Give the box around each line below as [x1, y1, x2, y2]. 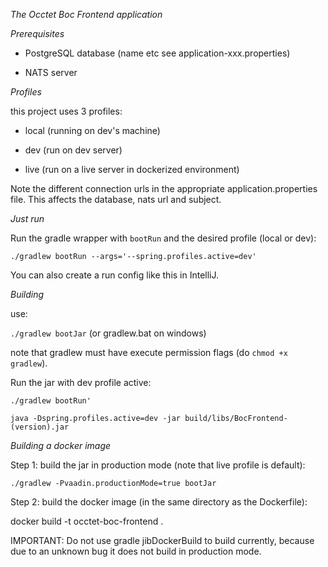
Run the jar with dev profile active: [10, 377, 152, 388]
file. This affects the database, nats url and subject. [10, 194, 222, 205]
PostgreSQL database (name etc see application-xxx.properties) [24, 47, 291, 59]
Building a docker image [10, 440, 112, 451]
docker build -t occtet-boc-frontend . [10, 515, 164, 527]
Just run [10, 213, 45, 224]
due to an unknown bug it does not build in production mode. [10, 545, 262, 557]
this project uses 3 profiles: [10, 105, 123, 117]
